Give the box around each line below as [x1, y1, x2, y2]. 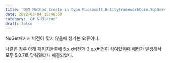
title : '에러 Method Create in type [5, 7, 80, 12]
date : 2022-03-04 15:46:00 [5, 12, 62, 17]
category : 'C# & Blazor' [5, 16, 58, 21]
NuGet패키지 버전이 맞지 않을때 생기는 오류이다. [5, 35, 100, 41]
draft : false [5, 21, 33, 26]
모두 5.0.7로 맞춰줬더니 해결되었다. [5, 52, 74, 58]
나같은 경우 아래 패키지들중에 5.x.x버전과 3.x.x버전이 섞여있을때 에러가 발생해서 [5, 46, 162, 52]
